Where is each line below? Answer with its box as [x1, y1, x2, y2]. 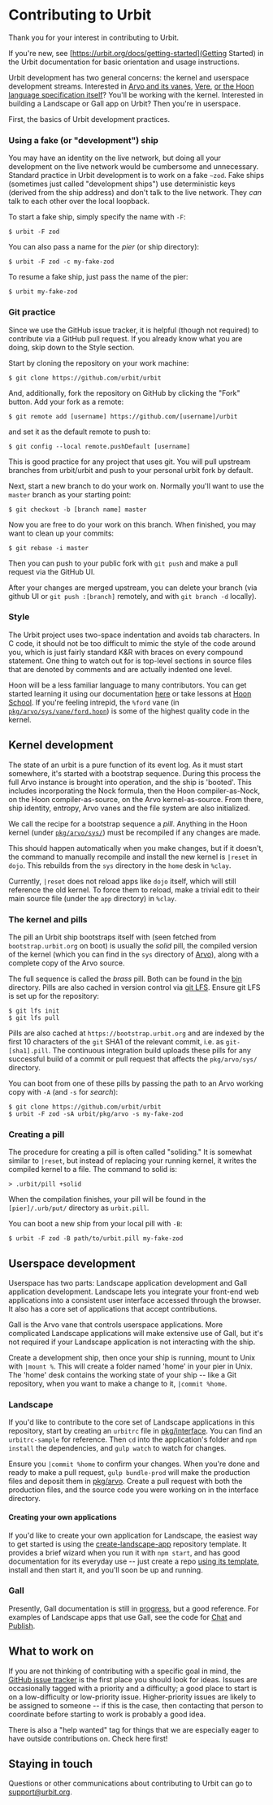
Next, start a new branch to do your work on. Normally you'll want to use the [8, 481, 264, 491]
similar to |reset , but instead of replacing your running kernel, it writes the [8, 1156, 258, 1165]
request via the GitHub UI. [8, 566, 95, 576]
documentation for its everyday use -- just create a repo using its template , [8, 1556, 260, 1566]
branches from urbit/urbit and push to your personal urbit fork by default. [8, 465, 253, 475]
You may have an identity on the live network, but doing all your [8, 153, 222, 163]
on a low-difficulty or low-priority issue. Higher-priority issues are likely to [8, 1692, 256, 1702]
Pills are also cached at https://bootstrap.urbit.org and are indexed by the [8, 1028, 265, 1038]
